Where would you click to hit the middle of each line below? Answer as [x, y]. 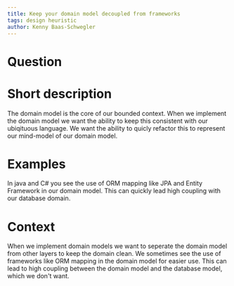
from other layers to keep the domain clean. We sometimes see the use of [114, 254]
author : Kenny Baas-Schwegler [52, 27]
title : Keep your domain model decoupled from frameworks [94, 14]
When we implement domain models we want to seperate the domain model [117, 246]
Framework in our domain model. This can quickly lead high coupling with [114, 191]
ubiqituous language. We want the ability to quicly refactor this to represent [116, 128]
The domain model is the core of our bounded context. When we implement [117, 113]
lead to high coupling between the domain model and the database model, [115, 268]
